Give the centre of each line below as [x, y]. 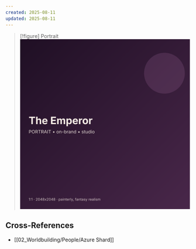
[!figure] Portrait [39, 36]
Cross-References [40, 226]
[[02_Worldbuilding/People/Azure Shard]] [64, 240]
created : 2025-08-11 [31, 12]
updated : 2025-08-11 [31, 18]
